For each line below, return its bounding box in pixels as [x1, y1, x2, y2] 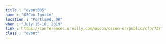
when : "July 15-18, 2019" [5, 21, 63, 27]
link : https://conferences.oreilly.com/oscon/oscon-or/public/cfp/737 [5, 26, 161, 31]
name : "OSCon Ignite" [5, 12, 54, 17]
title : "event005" [5, 7, 47, 13]
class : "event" [5, 31, 40, 36]
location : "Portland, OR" [5, 17, 63, 22]
